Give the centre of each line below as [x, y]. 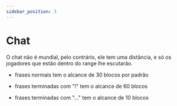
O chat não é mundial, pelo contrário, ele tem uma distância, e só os [89, 57]
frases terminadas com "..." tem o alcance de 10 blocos [82, 97]
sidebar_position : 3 [32, 11]
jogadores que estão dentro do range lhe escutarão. [69, 63]
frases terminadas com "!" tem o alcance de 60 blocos [81, 86]
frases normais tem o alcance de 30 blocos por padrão [81, 75]
